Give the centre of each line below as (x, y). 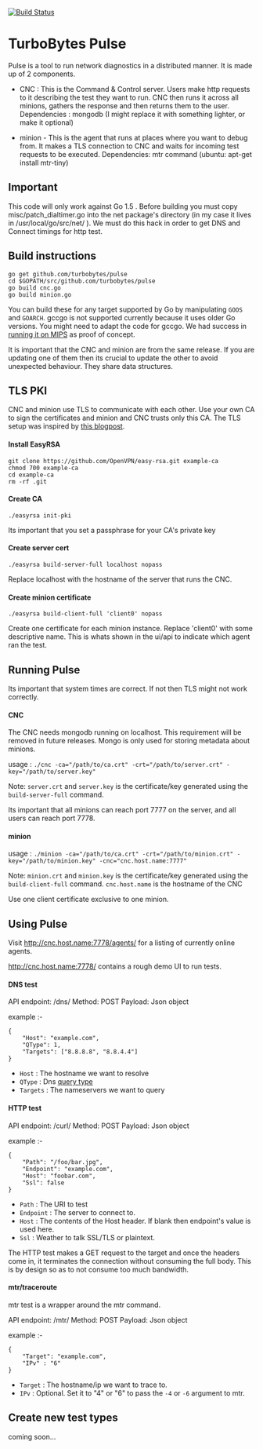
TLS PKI (28, 391)
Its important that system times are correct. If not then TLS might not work (128, 688)
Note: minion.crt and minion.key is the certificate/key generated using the (128, 876)
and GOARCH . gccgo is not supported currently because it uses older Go (122, 317)
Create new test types (63, 1418)
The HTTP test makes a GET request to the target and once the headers (124, 1253)
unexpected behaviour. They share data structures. (91, 366)
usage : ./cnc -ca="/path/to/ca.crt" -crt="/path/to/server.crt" (115, 765)
